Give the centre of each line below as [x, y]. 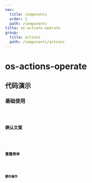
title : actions [25, 38]
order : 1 [18, 19]
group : [12, 33]
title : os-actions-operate [33, 28]
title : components [29, 14]
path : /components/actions [37, 42]
